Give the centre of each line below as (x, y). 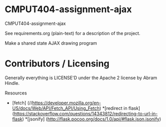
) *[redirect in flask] (120, 108)
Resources (16, 93)
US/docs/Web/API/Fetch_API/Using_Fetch (56, 108)
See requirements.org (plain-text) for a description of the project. (73, 33)
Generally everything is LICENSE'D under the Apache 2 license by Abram (81, 78)
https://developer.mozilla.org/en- (67, 103)
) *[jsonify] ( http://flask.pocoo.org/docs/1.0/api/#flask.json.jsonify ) (92, 119)
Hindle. (12, 83)
